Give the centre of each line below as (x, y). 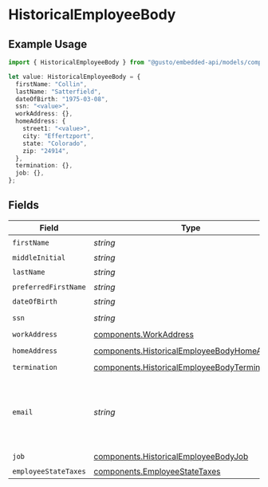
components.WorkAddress (144, 335)
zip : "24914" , (46, 151)
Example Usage (48, 44)
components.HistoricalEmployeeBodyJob (171, 457)
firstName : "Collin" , (51, 84)
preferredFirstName (49, 287)
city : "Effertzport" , (58, 136)
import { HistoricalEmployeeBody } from (77, 62)
